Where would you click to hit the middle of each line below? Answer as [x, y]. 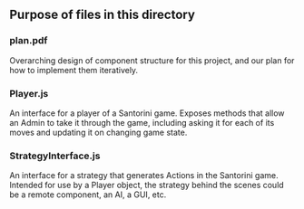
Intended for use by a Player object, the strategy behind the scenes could [147, 185]
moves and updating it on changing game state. [98, 132]
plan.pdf [29, 41]
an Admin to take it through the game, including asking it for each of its [142, 122]
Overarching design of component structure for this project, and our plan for [152, 60]
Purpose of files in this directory [102, 15]
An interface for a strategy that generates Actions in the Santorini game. [144, 176]
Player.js [29, 93]
